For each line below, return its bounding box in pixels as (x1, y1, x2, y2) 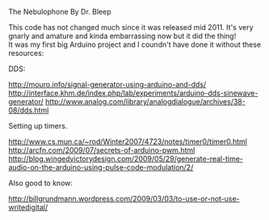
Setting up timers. (8, 121, 68, 130)
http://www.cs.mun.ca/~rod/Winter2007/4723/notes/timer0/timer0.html (8, 137, 248, 146)
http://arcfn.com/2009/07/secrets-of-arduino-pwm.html (8, 146, 195, 154)
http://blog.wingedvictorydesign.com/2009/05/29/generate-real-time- (8, 154, 244, 163)
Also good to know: (8, 178, 74, 188)
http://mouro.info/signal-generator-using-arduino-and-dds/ (8, 80, 207, 89)
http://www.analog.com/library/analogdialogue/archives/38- (44, 97, 246, 106)
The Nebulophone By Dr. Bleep (8, 7, 111, 16)
